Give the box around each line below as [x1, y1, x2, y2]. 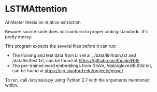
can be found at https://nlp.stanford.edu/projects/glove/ [12, 67, 123, 73]
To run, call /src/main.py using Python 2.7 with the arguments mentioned [5, 77, 150, 83]
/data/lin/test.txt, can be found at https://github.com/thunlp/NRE [12, 57, 140, 63]
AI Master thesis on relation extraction [5, 19, 81, 25]
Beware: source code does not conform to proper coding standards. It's [5, 28, 148, 34]
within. [5, 82, 18, 88]
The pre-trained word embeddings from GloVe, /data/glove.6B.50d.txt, [12, 63, 153, 68]
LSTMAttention [5, 3, 68, 14]
